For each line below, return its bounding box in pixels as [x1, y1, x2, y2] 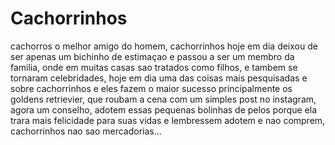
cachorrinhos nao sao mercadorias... [10, 125, 162, 137]
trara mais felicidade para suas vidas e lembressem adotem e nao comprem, [10, 114, 326, 126]
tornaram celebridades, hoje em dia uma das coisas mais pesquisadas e [10, 72, 308, 84]
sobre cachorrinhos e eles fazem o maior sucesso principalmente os [10, 82, 293, 94]
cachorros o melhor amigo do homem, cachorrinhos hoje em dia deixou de [10, 40, 318, 52]
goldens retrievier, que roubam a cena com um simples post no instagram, [10, 93, 317, 105]
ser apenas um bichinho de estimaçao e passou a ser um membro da [10, 50, 295, 62]
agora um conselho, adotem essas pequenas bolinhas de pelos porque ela [10, 103, 317, 116]
